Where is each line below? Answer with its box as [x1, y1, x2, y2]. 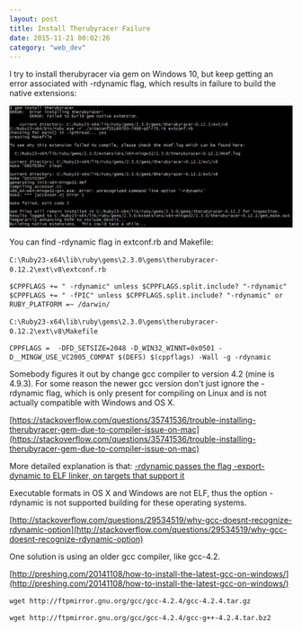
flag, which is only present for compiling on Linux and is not [46, 387, 267, 398]
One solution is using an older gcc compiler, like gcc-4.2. [9, 551, 220, 562]
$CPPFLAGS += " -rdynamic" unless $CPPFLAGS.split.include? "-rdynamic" [9, 281, 288, 291]
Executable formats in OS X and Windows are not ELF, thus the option [9, 487, 268, 498]
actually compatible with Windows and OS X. [9, 396, 175, 408]
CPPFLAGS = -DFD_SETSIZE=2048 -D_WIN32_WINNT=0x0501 [9, 343, 216, 352]
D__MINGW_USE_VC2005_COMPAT [9, 352, 115, 361]
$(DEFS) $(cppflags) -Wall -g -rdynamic [118, 352, 271, 361]
